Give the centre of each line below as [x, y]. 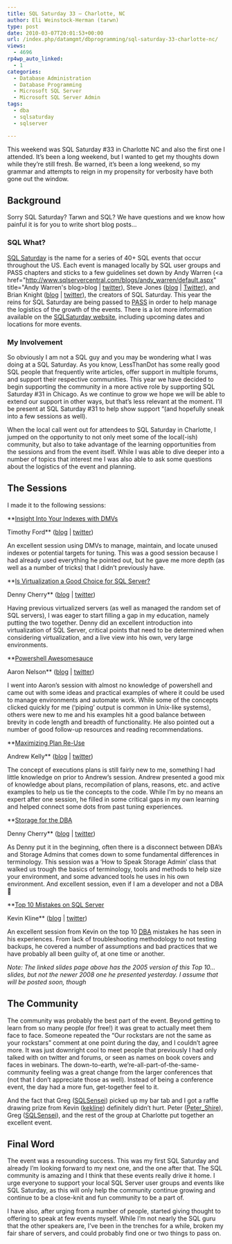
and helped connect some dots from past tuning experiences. [95, 807]
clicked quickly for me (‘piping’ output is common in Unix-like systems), [109, 707]
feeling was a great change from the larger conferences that [126, 1072]
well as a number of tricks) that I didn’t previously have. [86, 567]
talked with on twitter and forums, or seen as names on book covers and [110, 1057]
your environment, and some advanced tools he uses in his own [98, 876]
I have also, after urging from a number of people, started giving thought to [114, 1211]
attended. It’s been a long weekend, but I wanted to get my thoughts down [113, 156]
